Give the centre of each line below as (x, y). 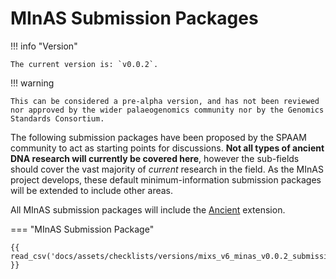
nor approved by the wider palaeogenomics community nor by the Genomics (167, 110)
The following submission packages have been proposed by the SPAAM (158, 137)
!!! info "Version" (44, 46)
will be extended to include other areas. (92, 190)
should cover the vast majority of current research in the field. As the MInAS (167, 169)
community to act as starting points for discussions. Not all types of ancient (167, 148)
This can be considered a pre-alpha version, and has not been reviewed (165, 101)
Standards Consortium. (57, 118)
